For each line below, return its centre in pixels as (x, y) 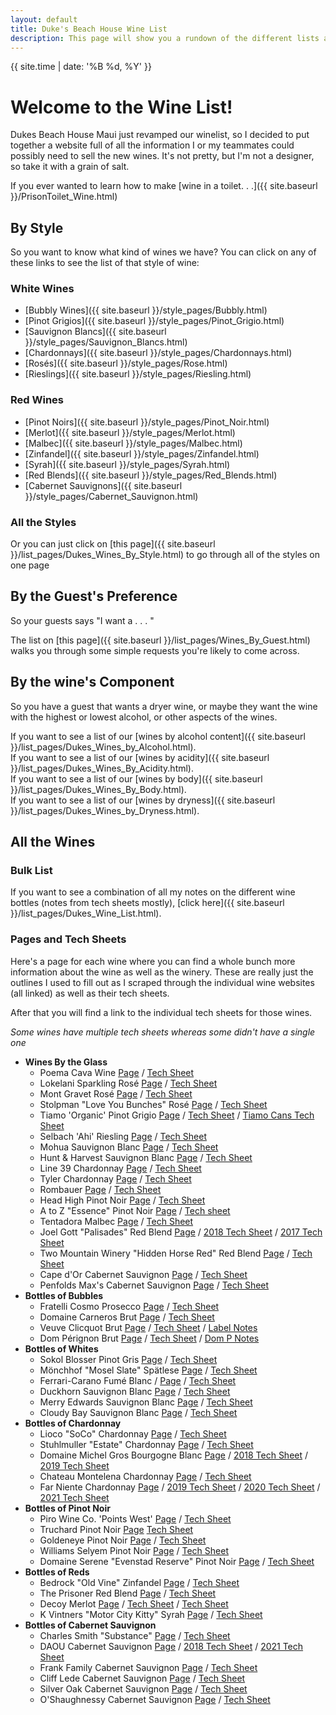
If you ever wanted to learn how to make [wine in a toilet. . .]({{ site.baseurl (164, 186)
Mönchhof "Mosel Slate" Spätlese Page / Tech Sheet (148, 1370)
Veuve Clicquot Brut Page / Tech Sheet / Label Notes (148, 1327)
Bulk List (31, 870)
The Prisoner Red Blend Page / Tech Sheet (128, 1593)
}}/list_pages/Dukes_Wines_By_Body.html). (98, 789)
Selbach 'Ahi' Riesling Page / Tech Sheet (123, 1136)
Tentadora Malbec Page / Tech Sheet (116, 1221)
